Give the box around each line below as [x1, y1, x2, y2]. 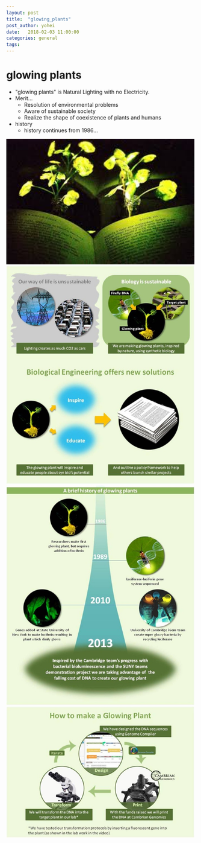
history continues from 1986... [23, 127, 98, 134]
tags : [6, 42, 20, 48]
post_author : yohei [6, 22, 55, 28]
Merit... [14, 94, 33, 102]
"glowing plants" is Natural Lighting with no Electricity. [14, 88, 150, 95]
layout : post [6, 10, 39, 16]
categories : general [6, 35, 58, 42]
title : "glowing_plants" [6, 16, 71, 22]
